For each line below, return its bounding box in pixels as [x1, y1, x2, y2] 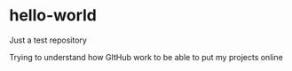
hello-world [9, 5, 98, 26]
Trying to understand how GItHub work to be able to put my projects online [9, 51, 284, 62]
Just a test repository [9, 35, 87, 45]
